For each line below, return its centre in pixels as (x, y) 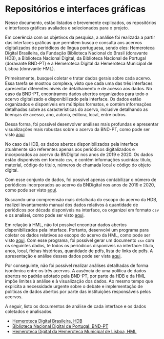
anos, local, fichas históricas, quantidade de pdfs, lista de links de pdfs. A (79, 251)
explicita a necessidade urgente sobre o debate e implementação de (74, 286)
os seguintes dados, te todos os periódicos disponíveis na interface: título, (80, 245)
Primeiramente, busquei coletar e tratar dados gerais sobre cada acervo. (78, 78)
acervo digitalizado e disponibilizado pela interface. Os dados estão (73, 99)
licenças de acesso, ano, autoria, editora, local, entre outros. (66, 114)
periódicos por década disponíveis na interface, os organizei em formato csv (82, 210)
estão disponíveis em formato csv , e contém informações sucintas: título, (78, 159)
